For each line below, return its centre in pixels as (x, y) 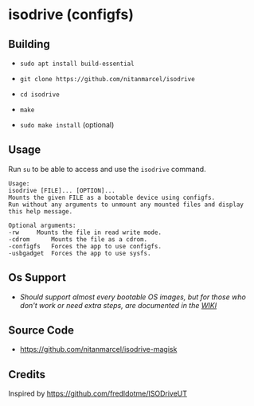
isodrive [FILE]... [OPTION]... (62, 190)
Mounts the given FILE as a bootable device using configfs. (112, 197)
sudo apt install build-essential (77, 64)
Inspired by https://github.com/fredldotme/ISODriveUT (98, 394)
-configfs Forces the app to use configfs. (85, 246)
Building (29, 44)
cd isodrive (39, 95)
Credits (27, 375)
